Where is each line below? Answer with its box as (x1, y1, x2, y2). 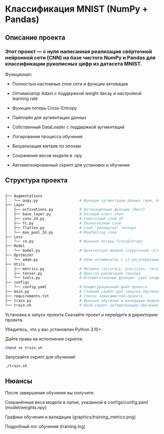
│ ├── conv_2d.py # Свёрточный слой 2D (5, 217, 123, 221)
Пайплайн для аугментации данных (12, 114, 87, 121)
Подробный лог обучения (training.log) (5, 424, 86, 430)
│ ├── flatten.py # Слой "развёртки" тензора (5, 225, 137, 230)
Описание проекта (5, 33, 65, 42)
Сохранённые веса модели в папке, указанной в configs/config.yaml (5, 399, 148, 405)
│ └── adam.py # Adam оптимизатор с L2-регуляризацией (5, 257, 163, 262)
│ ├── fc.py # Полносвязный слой (5, 220, 121, 226)
